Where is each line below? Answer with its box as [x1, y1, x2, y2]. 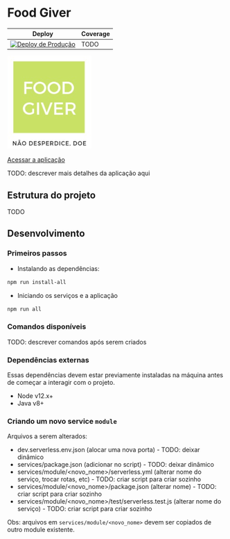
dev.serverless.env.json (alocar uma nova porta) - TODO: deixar [17, 446, 200, 454]
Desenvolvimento [7, 228, 85, 240]
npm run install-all [7, 279, 67, 285]
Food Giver [7, 5, 71, 21]
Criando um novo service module [7, 416, 118, 426]
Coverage [81, 30, 111, 38]
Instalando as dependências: [17, 264, 100, 272]
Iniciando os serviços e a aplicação [17, 291, 118, 299]
